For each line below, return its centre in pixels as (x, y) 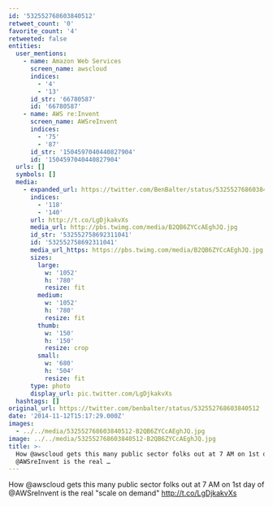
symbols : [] (36, 175)
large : (49, 265)
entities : (25, 46)
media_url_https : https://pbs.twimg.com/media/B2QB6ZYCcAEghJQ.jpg (147, 250)
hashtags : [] (38, 401)
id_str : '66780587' (63, 99)
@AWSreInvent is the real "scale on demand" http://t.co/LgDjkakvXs (123, 493)
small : (49, 356)
